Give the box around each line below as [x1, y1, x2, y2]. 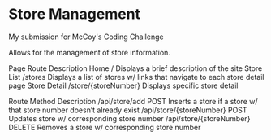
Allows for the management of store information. [8, 47, 170, 57]
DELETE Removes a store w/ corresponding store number [8, 122, 201, 132]
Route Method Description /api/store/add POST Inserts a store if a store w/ [8, 96, 258, 106]
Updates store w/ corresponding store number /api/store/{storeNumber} [8, 113, 251, 123]
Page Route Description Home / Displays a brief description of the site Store [8, 63, 263, 73]
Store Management [8, 5, 140, 24]
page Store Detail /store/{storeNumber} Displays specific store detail [8, 81, 239, 90]
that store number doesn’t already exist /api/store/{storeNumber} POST [8, 105, 247, 115]
